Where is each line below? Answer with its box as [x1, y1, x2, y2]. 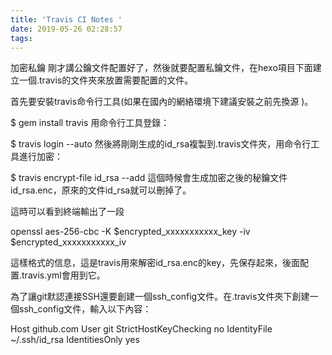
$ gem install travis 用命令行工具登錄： [10, 117, 170, 129]
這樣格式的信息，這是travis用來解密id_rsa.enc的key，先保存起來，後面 [10, 257, 301, 269]
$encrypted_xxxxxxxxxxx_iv [10, 236, 127, 248]
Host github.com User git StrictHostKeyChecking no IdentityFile [10, 323, 273, 335]
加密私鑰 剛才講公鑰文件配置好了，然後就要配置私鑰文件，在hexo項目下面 [10, 62, 313, 74]
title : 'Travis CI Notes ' [10, 14, 123, 25]
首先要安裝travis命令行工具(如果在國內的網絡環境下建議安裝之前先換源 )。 [10, 96, 314, 108]
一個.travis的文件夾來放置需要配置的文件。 [18, 74, 194, 86]
